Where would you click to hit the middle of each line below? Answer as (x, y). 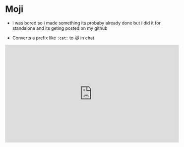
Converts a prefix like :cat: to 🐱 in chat (53, 38)
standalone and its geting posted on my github (60, 28)
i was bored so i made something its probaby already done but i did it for (87, 23)
